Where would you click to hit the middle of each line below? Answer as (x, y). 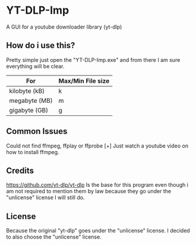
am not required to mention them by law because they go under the (88, 191)
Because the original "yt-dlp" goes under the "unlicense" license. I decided (98, 231)
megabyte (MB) (31, 100)
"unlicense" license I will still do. (45, 197)
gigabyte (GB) (29, 110)
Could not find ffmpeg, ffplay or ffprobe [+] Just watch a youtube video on (97, 146)
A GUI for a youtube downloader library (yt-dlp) (64, 27)
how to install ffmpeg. (33, 152)
